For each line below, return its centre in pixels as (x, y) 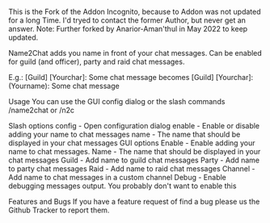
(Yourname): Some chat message (64, 86)
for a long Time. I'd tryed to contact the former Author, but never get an (127, 20)
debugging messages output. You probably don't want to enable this (122, 186)
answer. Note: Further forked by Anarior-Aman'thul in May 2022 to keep (128, 29)
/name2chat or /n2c (42, 110)
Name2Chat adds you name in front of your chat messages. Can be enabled (135, 53)
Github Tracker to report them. (59, 210)
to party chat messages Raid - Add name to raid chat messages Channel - (132, 168)
